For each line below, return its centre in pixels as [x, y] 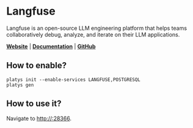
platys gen [20, 85]
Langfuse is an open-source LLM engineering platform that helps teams [97, 28]
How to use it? [34, 104]
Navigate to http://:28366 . [39, 118]
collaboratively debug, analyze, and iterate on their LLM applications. [93, 34]
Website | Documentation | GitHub [51, 46]
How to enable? [37, 66]
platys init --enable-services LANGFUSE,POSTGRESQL [73, 80]
